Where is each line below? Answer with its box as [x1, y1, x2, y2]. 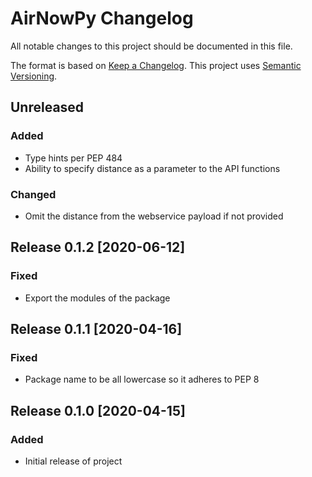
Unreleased [10, 99, 85, 116]
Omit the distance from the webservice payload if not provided [24, 210, 284, 222]
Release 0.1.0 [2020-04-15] [10, 402, 186, 419]
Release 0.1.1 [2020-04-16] [10, 321, 183, 337]
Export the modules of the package [24, 292, 171, 304]
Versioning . [10, 70, 58, 82]
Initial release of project [24, 455, 123, 467]
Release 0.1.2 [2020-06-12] [10, 239, 186, 256]
